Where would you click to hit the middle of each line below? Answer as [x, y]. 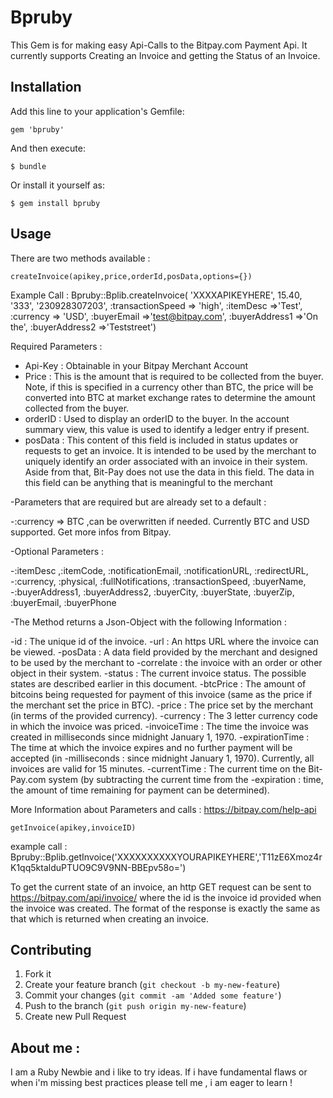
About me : [45, 1047]
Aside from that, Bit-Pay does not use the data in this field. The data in [169, 472]
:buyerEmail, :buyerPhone [63, 602]
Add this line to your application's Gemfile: [97, 111]
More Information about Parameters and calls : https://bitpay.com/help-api [163, 809]
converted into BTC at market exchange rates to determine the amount [170, 397]
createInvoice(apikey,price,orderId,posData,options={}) [131, 276]
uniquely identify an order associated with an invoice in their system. [166, 461]
